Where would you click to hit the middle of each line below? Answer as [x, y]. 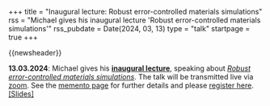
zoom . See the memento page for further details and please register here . [131, 85]
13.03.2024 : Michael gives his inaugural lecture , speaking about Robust [130, 68]
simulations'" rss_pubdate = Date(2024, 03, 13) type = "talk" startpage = [129, 29]
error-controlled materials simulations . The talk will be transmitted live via [131, 77]
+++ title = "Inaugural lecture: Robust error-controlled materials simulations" [135, 12]
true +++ [23, 37]
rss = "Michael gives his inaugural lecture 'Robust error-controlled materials [135, 20]
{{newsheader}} [35, 53]
